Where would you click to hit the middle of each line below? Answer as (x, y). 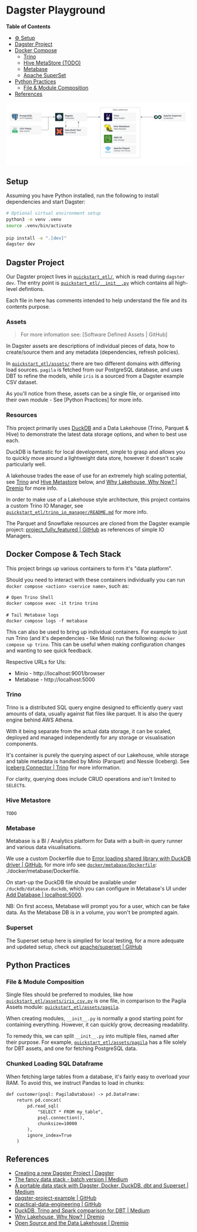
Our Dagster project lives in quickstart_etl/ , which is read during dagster (96, 277)
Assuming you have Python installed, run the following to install (83, 196)
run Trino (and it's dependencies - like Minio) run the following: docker (91, 638)
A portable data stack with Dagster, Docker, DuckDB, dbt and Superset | (101, 1186)
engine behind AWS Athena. (40, 720)
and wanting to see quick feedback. (49, 650)
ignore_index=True (50, 1135)
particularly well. (26, 464)
